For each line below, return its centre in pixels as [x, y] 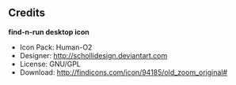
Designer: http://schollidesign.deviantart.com [93, 55]
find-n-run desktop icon [49, 31]
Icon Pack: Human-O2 [56, 47]
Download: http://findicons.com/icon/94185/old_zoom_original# [124, 72]
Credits [27, 13]
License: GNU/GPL [50, 64]
